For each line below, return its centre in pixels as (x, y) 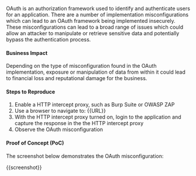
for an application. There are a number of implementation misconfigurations (97, 15)
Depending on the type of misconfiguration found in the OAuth (81, 66)
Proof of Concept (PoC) (35, 143)
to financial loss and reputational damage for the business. (77, 78)
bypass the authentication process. (49, 39)
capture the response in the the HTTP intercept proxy (79, 123)
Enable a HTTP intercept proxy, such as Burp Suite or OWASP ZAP (94, 105)
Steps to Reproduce (31, 92)
